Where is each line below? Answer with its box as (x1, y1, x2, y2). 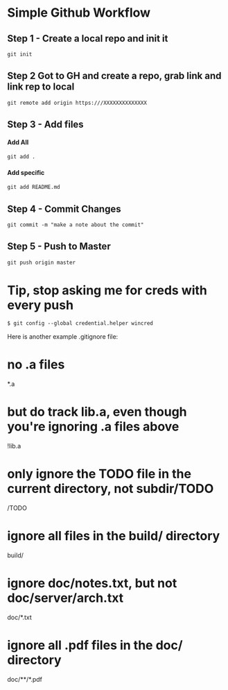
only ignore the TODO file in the (7, 466, 192, 482)
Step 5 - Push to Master (7, 241, 111, 253)
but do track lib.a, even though (7, 404, 187, 420)
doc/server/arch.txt (7, 590, 124, 606)
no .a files (7, 357, 65, 373)
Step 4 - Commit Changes (7, 203, 121, 214)
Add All (7, 137, 29, 146)
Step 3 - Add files (7, 118, 85, 130)
